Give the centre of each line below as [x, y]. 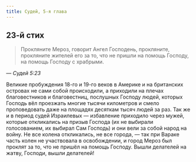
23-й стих [25, 36]
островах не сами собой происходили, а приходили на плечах [85, 91]
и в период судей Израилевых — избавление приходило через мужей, [95, 116]
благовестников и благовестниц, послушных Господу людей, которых [94, 97]
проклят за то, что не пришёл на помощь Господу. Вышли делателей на [96, 147]
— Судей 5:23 [24, 73]
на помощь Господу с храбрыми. [62, 62]
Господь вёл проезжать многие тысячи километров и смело [83, 103]
